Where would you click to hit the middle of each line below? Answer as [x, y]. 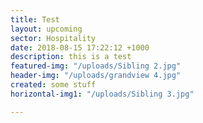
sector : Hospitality [53, 38]
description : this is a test [71, 57]
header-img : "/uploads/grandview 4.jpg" [96, 76]
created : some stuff [53, 85]
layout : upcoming [46, 29]
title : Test [35, 19]
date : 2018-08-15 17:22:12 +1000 [80, 47]
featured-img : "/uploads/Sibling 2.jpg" [96, 66]
